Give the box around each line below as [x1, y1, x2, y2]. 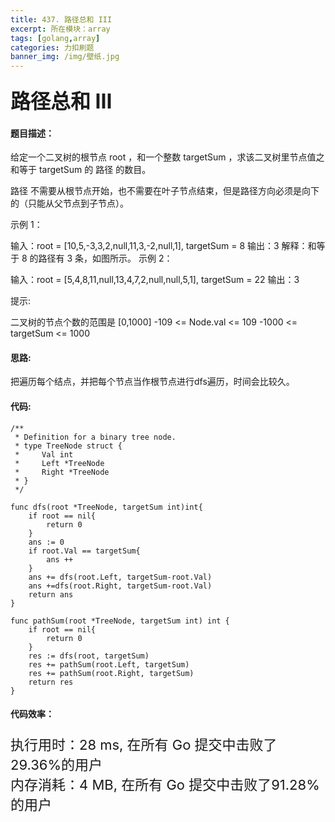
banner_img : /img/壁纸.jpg [10, 52, 120, 62]
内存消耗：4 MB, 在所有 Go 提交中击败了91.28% [10, 776, 320, 794]
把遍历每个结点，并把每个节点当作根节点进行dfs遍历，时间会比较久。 [10, 376, 295, 388]
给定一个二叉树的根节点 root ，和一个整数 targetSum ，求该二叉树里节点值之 [10, 151, 325, 163]
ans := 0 [28, 537, 65, 547]
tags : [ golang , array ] [10, 33, 101, 43]
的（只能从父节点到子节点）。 [10, 197, 129, 210]
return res [28, 677, 74, 687]
